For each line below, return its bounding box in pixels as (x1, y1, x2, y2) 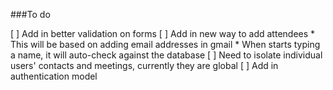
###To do (10, 9, 51, 20)
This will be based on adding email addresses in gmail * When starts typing (10, 39, 321, 50)
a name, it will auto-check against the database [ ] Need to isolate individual (10, 49, 323, 61)
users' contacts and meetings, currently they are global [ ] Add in (10, 60, 279, 71)
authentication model (10, 70, 98, 82)
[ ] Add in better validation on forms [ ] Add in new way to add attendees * (10, 28, 316, 39)
